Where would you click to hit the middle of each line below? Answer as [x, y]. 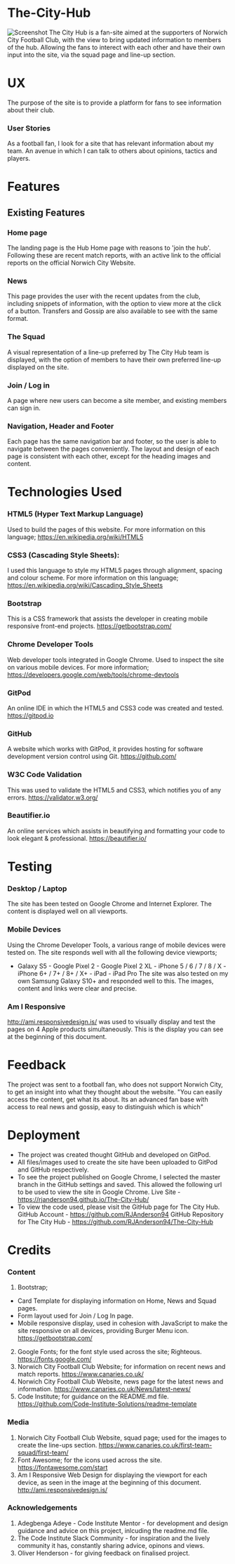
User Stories [29, 128]
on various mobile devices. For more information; [78, 667]
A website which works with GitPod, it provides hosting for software [105, 749]
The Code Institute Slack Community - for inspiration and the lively [114, 1538]
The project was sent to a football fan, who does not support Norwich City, [115, 1084]
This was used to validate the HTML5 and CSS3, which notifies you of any [114, 790]
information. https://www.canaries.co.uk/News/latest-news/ [104, 1389]
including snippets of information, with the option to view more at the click [114, 304]
